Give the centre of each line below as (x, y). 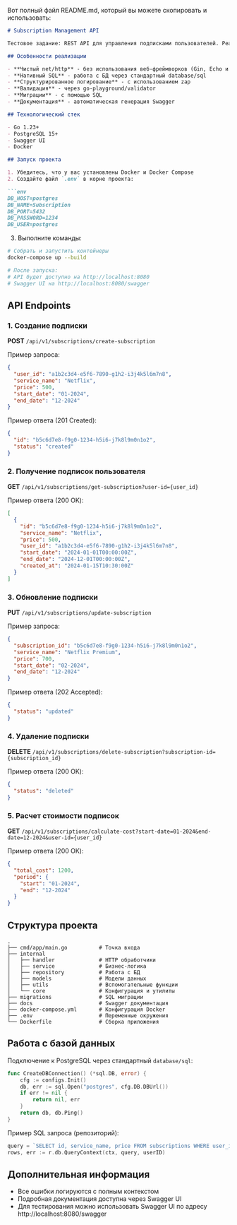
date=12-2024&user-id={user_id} (55, 838)
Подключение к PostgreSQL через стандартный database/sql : (100, 1060)
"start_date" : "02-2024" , (52, 665)
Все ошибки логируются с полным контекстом (88, 1191)
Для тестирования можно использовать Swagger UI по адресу (112, 1207)
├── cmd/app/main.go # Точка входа (74, 947)
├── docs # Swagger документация (88, 1003)
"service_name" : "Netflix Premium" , (67, 652)
